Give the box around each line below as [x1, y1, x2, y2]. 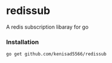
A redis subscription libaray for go [6, 23, 89, 30]
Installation [6, 38, 39, 46]
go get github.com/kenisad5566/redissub [6, 51, 107, 57]
